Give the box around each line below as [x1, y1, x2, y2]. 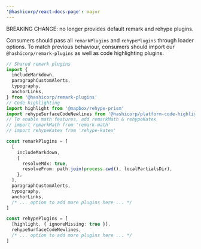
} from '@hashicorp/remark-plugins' [6, 94, 98, 100]
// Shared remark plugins [6, 61, 71, 67]
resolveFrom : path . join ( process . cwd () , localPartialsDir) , [22, 166, 172, 172]
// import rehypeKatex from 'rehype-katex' [6, 128, 117, 134]
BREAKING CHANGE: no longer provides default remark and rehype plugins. [6, 25, 194, 32]
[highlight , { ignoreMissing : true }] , [11, 222, 111, 228]
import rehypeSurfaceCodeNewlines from [6, 111, 106, 117]
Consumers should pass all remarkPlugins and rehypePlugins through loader [6, 36, 194, 44]
